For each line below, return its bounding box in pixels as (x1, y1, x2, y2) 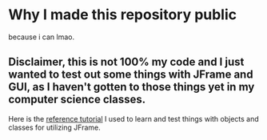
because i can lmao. (8, 32, 74, 42)
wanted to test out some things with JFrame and (8, 68, 253, 82)
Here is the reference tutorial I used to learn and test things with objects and (8, 114, 260, 123)
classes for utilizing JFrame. (8, 122, 102, 132)
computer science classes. (8, 93, 146, 106)
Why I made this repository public (8, 6, 237, 24)
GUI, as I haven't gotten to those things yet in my (8, 80, 255, 94)
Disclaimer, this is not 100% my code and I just (8, 55, 245, 69)
